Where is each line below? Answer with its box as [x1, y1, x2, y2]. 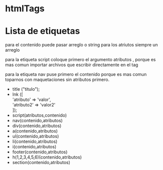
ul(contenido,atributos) [12, 134, 59, 139]
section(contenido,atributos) [12, 160, 71, 166]
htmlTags [5, 3, 45, 14]
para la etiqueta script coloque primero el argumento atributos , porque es [5, 57, 156, 63]
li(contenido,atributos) [12, 138, 58, 144]
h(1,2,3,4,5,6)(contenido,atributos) [12, 154, 82, 160]
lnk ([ [12, 92, 23, 98]
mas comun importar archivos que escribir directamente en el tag [5, 62, 138, 68]
